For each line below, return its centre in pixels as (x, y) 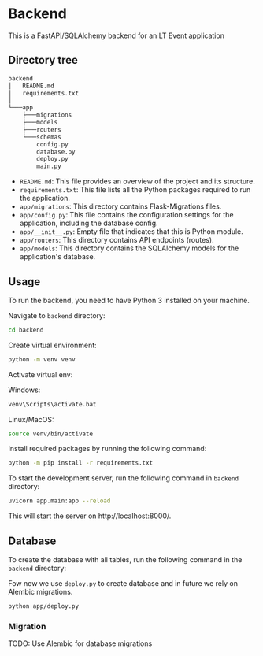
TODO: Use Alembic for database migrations (80, 643)
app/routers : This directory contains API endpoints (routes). (117, 240)
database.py (56, 152)
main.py (49, 166)
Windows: (24, 390)
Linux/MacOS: (31, 419)
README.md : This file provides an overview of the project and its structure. (137, 181)
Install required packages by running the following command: (107, 449)
